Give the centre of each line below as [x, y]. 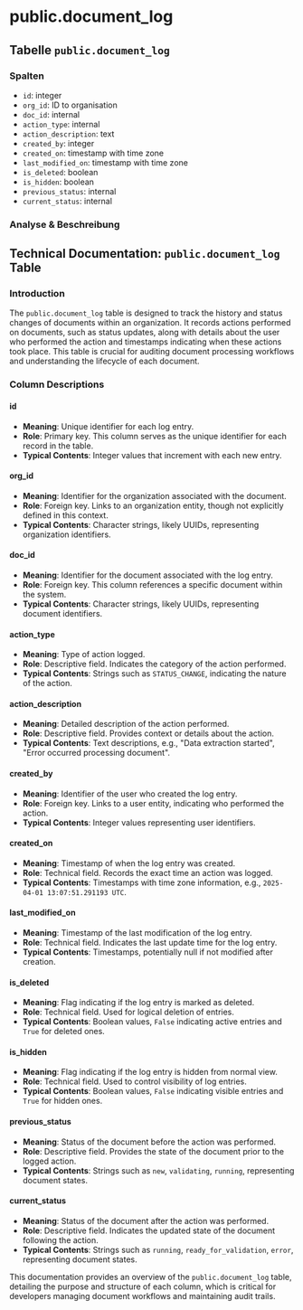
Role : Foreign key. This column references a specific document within [152, 585]
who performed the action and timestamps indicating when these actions [146, 342]
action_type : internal [61, 124]
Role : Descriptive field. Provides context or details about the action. [148, 733]
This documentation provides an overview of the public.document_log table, [151, 1277]
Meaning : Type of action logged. [84, 655]
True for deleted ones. [64, 1032]
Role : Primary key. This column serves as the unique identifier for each [155, 436]
